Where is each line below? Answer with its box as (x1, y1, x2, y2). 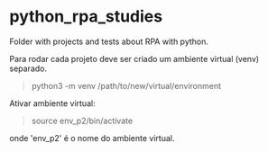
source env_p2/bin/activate (31, 115, 134, 126)
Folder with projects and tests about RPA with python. (9, 36, 209, 47)
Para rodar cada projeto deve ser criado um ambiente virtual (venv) (9, 53, 260, 64)
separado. (9, 63, 48, 74)
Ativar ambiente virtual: (9, 97, 97, 109)
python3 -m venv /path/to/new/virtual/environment (31, 80, 222, 91)
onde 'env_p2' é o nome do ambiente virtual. (9, 132, 175, 143)
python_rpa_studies (9, 6, 163, 27)
